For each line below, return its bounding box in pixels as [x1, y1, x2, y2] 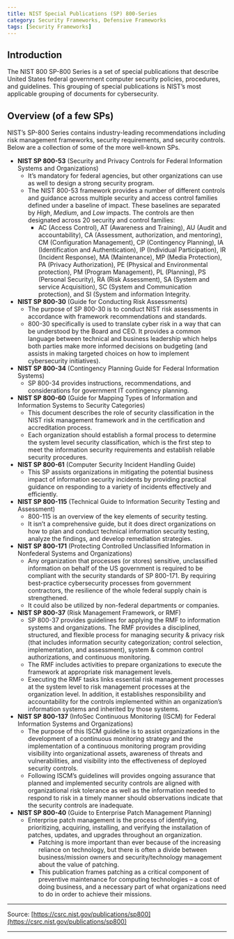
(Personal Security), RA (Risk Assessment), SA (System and [38, 275, 210, 283]
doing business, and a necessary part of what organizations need [38, 883, 226, 891]
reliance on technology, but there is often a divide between [38, 846, 208, 854]
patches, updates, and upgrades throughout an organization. [27, 831, 203, 839]
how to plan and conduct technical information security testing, [27, 527, 210, 535]
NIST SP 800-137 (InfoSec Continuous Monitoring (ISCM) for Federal [17, 712, 216, 720]
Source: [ [7, 910, 33, 918]
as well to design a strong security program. [27, 179, 155, 187]
